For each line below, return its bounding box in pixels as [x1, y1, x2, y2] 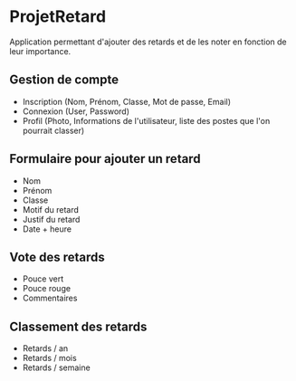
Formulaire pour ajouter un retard [9, 151, 201, 167]
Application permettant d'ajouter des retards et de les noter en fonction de [9, 36, 287, 47]
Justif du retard [22, 214, 81, 224]
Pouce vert [22, 273, 64, 284]
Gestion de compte [9, 72, 119, 88]
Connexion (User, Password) [22, 106, 129, 117]
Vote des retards [9, 249, 106, 264]
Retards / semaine [22, 362, 91, 373]
